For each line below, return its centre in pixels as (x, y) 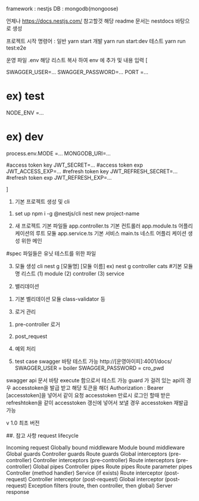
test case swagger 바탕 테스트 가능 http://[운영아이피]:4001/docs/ (93, 361)
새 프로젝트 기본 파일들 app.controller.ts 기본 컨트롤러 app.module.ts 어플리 (104, 226)
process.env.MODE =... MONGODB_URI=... (59, 153)
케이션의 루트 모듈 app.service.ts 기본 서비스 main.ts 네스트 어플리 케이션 (100, 233)
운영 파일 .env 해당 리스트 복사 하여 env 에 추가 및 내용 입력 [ (77, 60)
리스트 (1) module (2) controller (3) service (73, 273)
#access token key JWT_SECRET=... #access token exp (74, 165)
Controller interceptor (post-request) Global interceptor (96, 479)
